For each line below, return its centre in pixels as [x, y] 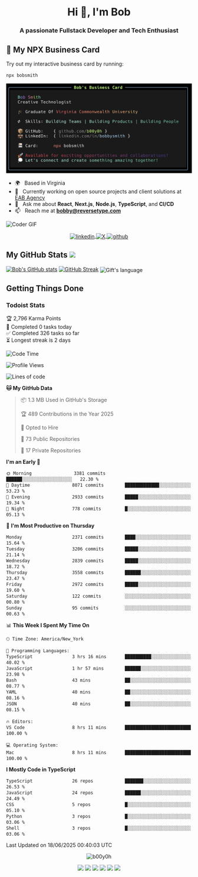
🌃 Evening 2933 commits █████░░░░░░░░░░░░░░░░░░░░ [99, 497]
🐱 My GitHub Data [29, 388]
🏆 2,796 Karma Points [34, 319]
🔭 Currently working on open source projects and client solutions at [98, 192]
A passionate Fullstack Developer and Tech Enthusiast [99, 31]
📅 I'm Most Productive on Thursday [50, 526]
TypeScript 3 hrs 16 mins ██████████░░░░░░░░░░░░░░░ [99, 657]
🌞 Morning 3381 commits [56, 474]
